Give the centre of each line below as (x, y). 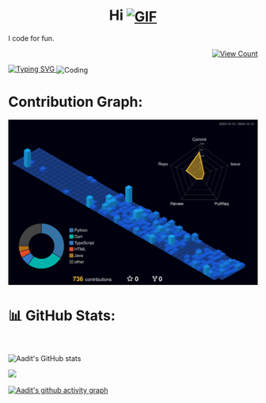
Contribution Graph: (76, 102)
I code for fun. (31, 39)
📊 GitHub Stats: (62, 316)
